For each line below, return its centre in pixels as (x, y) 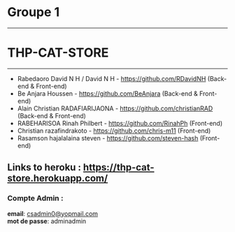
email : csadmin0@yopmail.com (53, 213)
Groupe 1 (34, 12)
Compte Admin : (35, 198)
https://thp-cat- (119, 167)
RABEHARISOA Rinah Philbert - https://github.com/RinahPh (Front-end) (120, 123)
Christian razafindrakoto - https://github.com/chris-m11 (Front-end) (114, 131)
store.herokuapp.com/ (58, 179)
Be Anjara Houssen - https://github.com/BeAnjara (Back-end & (107, 93)
